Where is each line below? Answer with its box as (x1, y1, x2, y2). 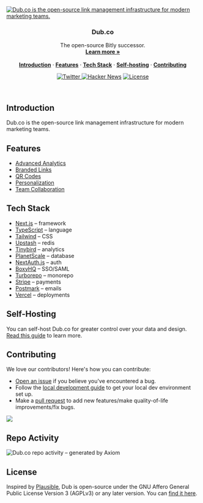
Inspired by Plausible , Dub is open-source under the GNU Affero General (6, 483, 190, 490)
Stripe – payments (15, 278, 61, 286)
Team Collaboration (15, 185, 65, 192)
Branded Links (15, 165, 52, 173)
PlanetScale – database (15, 252, 75, 259)
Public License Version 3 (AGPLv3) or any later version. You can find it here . (6, 490, 197, 497)
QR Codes (15, 172, 42, 180)
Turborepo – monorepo (15, 271, 74, 279)
